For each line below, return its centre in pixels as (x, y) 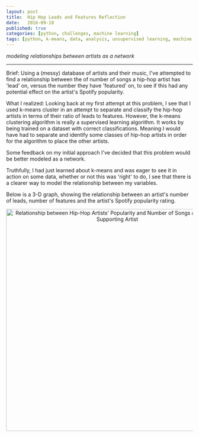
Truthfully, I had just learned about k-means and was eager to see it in (92, 170)
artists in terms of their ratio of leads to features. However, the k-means (93, 116)
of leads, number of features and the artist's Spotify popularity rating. (91, 201)
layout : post (22, 12)
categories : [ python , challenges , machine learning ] (73, 34)
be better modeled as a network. (46, 159)
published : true (26, 28)
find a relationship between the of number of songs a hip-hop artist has (93, 79)
